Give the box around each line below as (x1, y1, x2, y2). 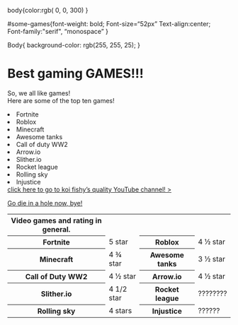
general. (42, 224, 71, 234)
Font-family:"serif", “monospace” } (7, 28, 108, 35)
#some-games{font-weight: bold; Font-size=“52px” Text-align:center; (7, 20, 211, 28)
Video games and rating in (11, 215, 102, 225)
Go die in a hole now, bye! (7, 199, 83, 207)
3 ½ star (198, 254, 225, 264)
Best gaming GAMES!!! (7, 66, 144, 82)
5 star (108, 237, 129, 247)
